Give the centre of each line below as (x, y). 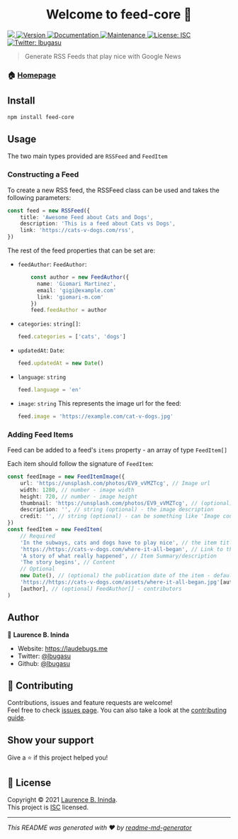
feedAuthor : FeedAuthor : (52, 265)
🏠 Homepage (32, 75)
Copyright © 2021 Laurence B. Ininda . (63, 799)
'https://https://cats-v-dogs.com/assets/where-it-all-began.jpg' (120, 582)
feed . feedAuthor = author (69, 310)
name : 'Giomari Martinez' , (76, 284)
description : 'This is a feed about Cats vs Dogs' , (98, 224)
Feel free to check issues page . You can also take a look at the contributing (117, 710)
